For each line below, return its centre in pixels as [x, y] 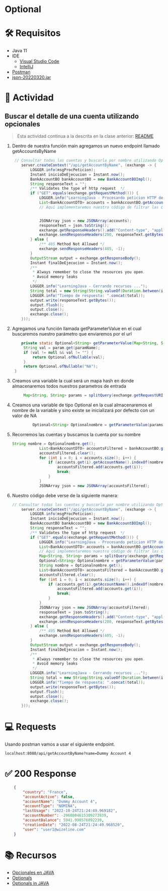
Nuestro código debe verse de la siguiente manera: [65, 495]
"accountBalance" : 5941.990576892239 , [63, 820]
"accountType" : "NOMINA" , [50, 806]
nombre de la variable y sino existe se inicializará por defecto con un [83, 410]
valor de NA [24, 416]
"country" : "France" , [46, 792]
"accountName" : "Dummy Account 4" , [60, 801]
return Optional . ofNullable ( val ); [69, 357]
